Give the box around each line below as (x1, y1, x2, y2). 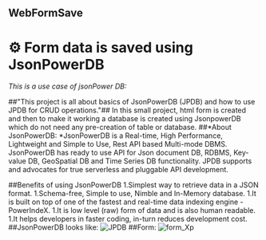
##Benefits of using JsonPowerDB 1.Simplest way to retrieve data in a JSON (8, 180, 260, 190)
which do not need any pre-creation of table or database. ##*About (8, 123, 232, 132)
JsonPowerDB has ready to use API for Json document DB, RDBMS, (8, 148, 232, 158)
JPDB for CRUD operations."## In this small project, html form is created (8, 105, 246, 115)
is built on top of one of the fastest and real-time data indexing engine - (8, 197, 244, 207)
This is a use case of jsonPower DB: (8, 81, 127, 91)
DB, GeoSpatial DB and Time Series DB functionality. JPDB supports (27, 156, 252, 166)
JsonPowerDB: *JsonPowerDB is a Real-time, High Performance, (8, 131, 224, 140)
